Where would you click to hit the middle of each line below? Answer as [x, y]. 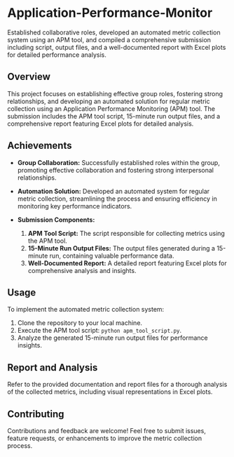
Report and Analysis [53, 367]
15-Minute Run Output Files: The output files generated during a [122, 248]
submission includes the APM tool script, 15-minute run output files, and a [114, 116]
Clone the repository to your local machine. [80, 323]
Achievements [40, 146]
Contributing [36, 414]
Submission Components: [56, 220]
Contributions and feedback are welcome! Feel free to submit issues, [107, 431]
